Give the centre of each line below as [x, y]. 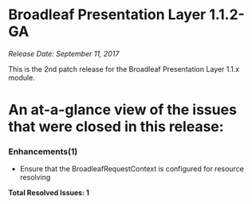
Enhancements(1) [43, 151]
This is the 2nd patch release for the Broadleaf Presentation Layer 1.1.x [124, 69]
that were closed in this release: [116, 127]
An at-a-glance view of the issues [123, 110]
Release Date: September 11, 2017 [64, 53]
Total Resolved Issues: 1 [49, 193]
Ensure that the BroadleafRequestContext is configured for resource [132, 169]
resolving [35, 178]
